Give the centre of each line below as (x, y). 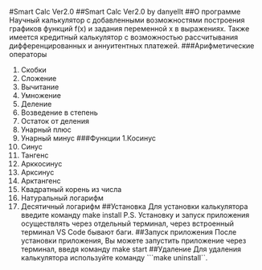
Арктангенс (41, 181)
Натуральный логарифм (62, 198)
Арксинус (37, 172)
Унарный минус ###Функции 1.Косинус (88, 138)
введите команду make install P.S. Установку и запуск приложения (135, 215)
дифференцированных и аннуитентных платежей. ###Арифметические (132, 46)
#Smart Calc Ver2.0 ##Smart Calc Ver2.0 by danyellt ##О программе (125, 12)
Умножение (41, 95)
